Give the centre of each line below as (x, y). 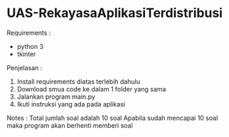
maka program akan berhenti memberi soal (70, 125)
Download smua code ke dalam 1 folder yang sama (91, 89)
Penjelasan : (25, 67)
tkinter (26, 54)
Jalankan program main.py (56, 97)
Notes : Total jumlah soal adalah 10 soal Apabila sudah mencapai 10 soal (112, 118)
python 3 (30, 46)
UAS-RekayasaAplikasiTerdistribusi (115, 13)
